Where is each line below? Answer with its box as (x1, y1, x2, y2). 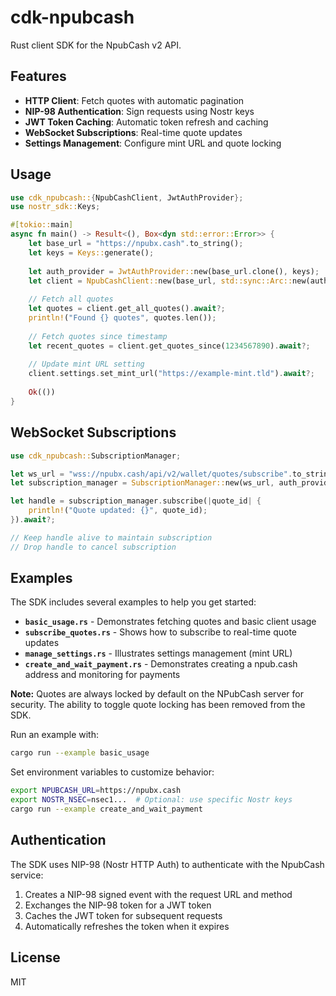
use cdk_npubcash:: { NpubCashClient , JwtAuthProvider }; (10, 192, 244, 203)
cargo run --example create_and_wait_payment (10, 804, 203, 815)
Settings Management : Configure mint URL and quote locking (24, 137, 282, 149)
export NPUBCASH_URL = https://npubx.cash (10, 786, 182, 796)
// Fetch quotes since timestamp (28, 331, 168, 341)
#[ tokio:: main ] (10, 220, 74, 230)
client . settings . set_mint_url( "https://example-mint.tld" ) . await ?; (28, 369, 315, 379)
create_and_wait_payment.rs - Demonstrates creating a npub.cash (24, 658, 298, 670)
